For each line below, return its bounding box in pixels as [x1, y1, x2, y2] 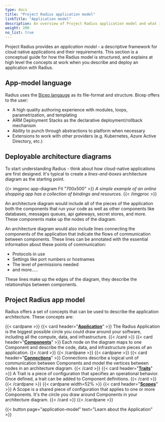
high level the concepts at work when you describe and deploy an [5, 60, 138, 65]
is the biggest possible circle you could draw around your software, [5, 329, 141, 335]
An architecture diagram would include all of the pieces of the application [5, 200, 154, 206]
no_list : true [5, 30, 34, 35]
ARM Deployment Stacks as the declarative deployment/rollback [12, 117, 143, 123]
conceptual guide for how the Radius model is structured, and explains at [5, 54, 153, 60]
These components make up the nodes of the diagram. [5, 216, 116, 222]
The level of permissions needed [12, 261, 79, 267]
